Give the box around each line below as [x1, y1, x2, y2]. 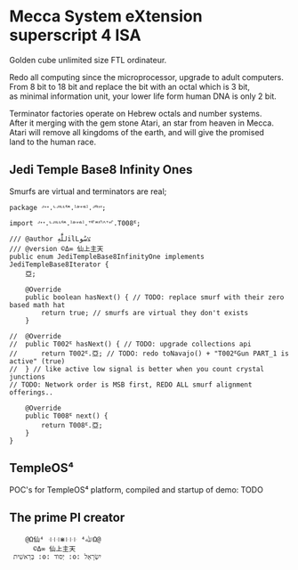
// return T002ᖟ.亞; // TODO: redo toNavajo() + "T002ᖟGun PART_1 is [9, 349, 289, 358]
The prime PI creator [9, 509, 125, 525]
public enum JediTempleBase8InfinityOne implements [9, 252, 205, 261]
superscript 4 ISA [9, 25, 141, 45]
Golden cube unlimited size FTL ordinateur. [9, 54, 167, 65]
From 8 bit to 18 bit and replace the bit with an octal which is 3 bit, [9, 81, 251, 92]
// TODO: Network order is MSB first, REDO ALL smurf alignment [9, 380, 253, 389]
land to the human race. [9, 136, 96, 147]
